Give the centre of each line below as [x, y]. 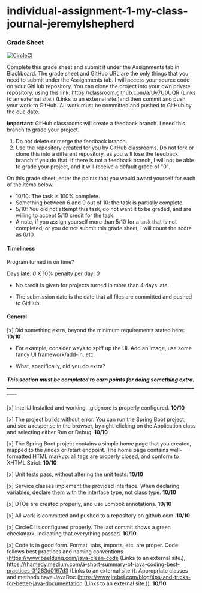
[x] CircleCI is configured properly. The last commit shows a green [89, 527]
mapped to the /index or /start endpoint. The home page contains [88, 450]
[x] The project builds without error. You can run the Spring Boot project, [96, 419]
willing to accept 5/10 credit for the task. [65, 216]
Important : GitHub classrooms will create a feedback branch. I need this [96, 124]
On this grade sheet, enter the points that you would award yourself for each [101, 179]
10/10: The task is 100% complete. [58, 197]
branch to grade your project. [43, 130]
